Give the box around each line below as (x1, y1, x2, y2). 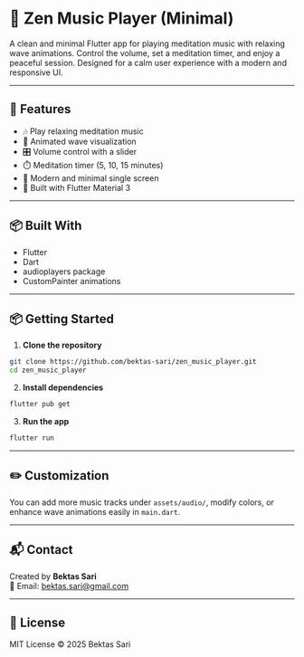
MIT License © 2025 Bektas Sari (9, 639, 131, 650)
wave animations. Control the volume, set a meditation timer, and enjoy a (9, 47, 280, 58)
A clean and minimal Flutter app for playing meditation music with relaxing (9, 38, 285, 49)
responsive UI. (9, 67, 63, 78)
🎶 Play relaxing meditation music (22, 126, 145, 137)
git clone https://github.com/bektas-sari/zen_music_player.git (9, 357, 257, 367)
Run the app (22, 416, 70, 426)
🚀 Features (9, 101, 71, 117)
